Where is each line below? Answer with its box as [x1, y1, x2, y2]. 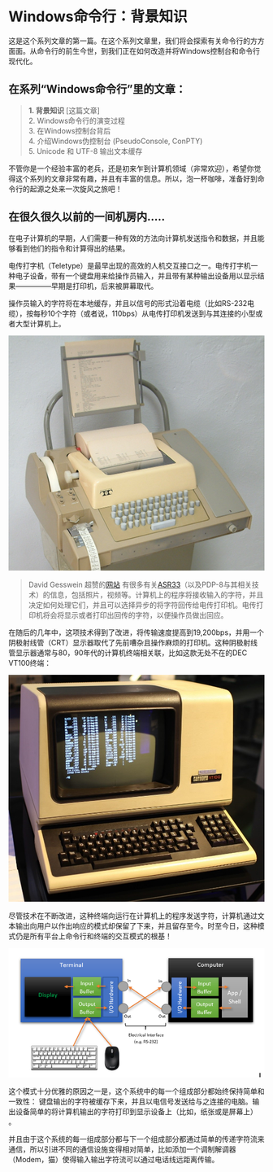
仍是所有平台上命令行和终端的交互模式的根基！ [15, 931, 172, 941]
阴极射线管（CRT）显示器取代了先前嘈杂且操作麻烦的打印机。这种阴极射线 [8, 637, 258, 647]
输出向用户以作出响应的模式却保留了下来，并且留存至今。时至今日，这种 [15, 921, 258, 931]
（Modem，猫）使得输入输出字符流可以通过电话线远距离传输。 [8, 1154, 219, 1164]
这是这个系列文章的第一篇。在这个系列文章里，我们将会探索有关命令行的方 [8, 36, 258, 46]
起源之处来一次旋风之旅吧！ [29, 184, 123, 194]
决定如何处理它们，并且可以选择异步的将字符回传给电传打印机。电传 [28, 600, 257, 610]
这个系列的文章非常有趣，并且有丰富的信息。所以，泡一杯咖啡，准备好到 [15, 173, 258, 183]
